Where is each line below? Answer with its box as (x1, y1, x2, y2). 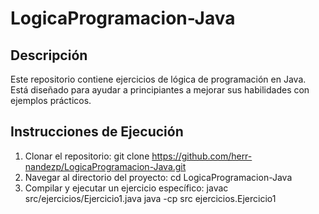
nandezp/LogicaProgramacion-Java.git (24, 160, 187, 172)
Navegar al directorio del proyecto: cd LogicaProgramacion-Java (24, 171, 293, 183)
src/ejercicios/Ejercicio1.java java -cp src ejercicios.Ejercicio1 (24, 192, 277, 204)
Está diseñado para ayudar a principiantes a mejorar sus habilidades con (10, 84, 310, 96)
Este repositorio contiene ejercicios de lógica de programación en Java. (10, 73, 307, 85)
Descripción (10, 47, 88, 64)
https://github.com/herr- (151, 150, 253, 162)
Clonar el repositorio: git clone (24, 150, 150, 162)
